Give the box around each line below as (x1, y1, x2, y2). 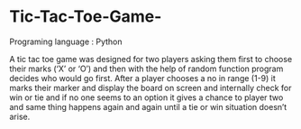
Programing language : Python (9, 36, 123, 47)
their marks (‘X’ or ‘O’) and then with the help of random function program (9, 63, 284, 74)
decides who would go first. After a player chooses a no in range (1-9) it (9, 72, 277, 83)
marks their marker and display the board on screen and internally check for (9, 82, 292, 93)
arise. (9, 111, 31, 122)
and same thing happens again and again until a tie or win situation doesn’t (9, 101, 287, 112)
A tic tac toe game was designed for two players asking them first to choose (9, 53, 293, 64)
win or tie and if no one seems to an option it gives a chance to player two (9, 92, 284, 103)
